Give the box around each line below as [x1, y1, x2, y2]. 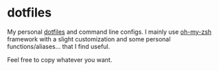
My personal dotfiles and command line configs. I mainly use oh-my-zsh [7, 28, 211, 36]
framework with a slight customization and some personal [7, 34, 171, 43]
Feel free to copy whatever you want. [7, 55, 113, 63]
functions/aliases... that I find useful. [7, 42, 111, 50]
